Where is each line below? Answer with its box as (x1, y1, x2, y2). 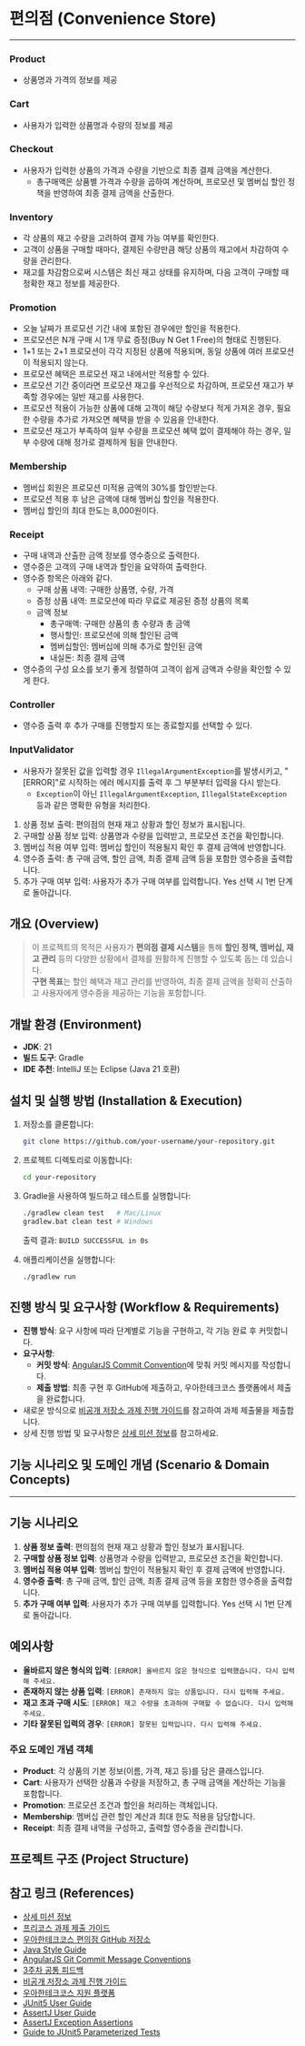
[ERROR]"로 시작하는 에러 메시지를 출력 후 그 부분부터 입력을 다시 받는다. (22, 776, 281, 787)
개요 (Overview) (9, 917, 100, 931)
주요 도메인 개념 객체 (9, 1743, 93, 1756)
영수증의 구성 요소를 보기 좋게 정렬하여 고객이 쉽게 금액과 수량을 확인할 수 (22, 663, 282, 674)
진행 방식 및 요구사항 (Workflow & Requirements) (9, 1299, 280, 1315)
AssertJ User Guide (22, 2008, 97, 2019)
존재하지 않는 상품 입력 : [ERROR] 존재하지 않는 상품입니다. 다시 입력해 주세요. (22, 1686, 286, 1697)
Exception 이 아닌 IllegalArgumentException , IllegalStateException (35, 788, 288, 799)
